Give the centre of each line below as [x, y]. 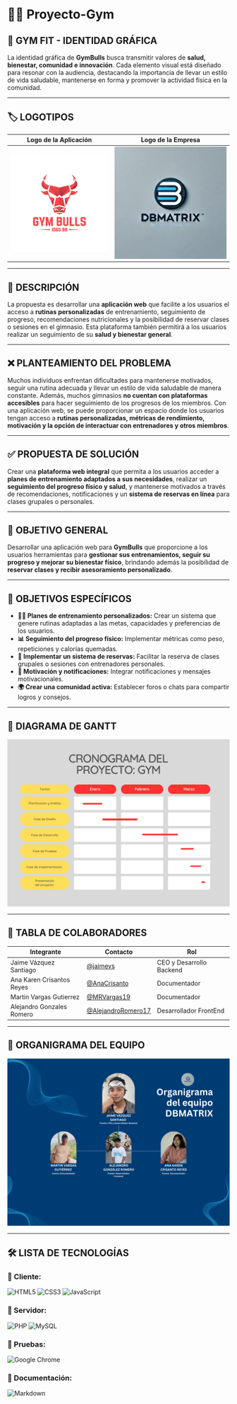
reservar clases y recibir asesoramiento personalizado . [90, 570]
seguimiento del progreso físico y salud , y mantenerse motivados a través [116, 486]
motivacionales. [40, 679]
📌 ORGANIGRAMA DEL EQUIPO [76, 1046]
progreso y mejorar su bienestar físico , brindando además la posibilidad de [118, 563]
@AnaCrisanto [108, 984]
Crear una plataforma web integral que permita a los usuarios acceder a [113, 471]
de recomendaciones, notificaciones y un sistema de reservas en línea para [119, 494]
